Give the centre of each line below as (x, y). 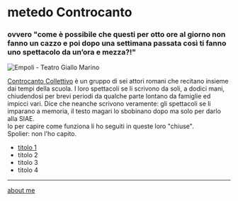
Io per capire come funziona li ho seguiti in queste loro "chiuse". (101, 126)
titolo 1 (27, 148)
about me (21, 190)
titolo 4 (28, 170)
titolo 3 (28, 163)
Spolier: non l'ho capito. (42, 134)
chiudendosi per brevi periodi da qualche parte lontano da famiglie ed (109, 96)
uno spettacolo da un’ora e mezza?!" (72, 52)
